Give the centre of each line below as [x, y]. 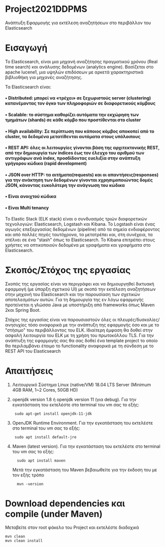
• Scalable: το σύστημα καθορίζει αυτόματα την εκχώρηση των [72, 115]
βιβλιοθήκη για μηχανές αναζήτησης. [44, 77]
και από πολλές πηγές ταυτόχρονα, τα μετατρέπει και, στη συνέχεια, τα [79, 234]
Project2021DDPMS [46, 9]
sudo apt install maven [41, 460]
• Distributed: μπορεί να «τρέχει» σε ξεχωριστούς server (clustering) [78, 98]
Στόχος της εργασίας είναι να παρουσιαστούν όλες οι [61, 320]
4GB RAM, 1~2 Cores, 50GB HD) [45, 390]
